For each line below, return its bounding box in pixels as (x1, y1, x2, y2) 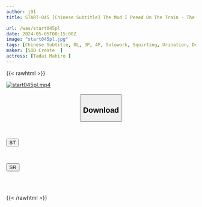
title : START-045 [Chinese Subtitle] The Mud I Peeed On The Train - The (6, 14, 195, 20)
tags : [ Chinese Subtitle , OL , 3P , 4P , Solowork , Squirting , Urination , (6, 42, 189, 48)
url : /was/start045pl (6, 25, 61, 31)
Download (83, 106, 119, 115)
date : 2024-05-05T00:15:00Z (6, 31, 77, 37)
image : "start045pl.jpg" (6, 37, 69, 43)
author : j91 (6, 8, 36, 15)
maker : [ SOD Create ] (6, 47, 63, 54)
